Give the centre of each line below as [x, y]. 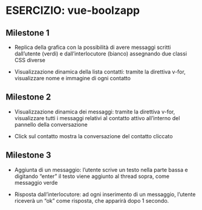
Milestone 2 [28, 97]
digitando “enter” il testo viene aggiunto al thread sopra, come [92, 176]
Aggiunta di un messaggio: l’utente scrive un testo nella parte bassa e [101, 170]
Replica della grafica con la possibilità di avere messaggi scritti [93, 47]
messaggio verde [36, 182]
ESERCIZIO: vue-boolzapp [73, 11]
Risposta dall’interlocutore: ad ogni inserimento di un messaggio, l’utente [105, 194]
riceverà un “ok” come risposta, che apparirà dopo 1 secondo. [92, 200]
